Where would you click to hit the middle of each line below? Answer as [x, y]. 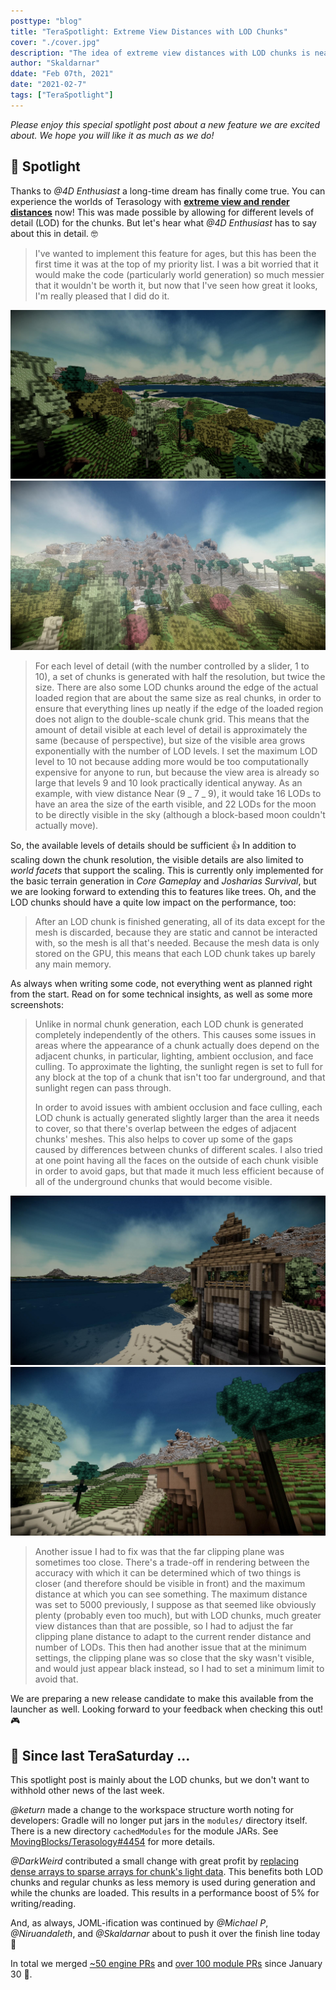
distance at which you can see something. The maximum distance [171, 1594]
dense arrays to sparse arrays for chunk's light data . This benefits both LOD [167, 1872]
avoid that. [56, 1679]
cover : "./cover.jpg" [55, 42]
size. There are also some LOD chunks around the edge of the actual [176, 687]
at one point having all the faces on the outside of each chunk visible [176, 1160]
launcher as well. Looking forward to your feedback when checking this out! [167, 1709]
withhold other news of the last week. [87, 1791]
